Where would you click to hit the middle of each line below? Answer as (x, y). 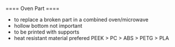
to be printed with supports (47, 32)
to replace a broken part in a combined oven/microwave (81, 19)
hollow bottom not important (48, 26)
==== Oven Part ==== (32, 8)
